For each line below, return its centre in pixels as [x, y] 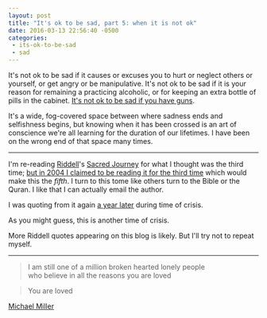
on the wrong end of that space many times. [81, 141]
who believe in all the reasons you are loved [99, 275]
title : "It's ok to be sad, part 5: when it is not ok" [103, 23]
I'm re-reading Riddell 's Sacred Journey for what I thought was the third [126, 164]
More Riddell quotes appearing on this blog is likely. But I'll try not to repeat [131, 236]
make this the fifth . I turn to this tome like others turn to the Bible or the [124, 181]
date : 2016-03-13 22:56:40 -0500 [64, 30]
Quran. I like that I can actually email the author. [86, 189]
